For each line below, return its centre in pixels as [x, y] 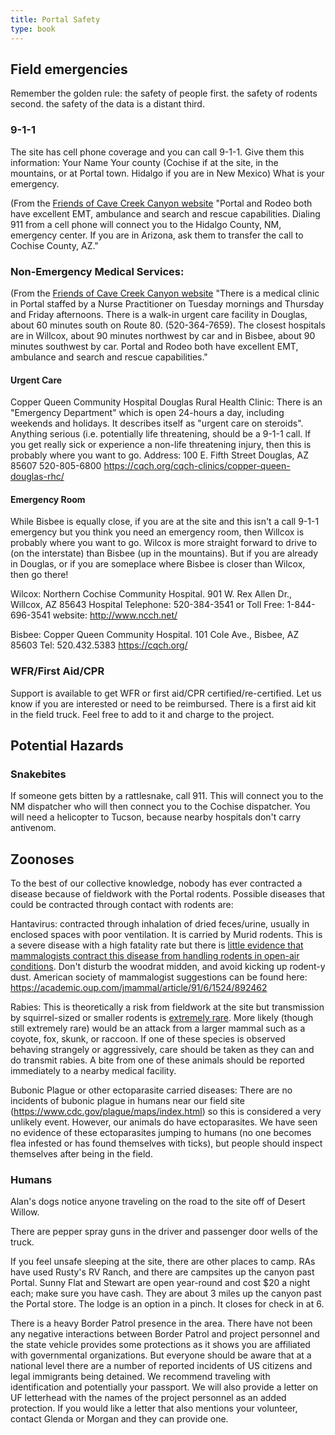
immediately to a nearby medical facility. [93, 1071]
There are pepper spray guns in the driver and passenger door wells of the [164, 1232]
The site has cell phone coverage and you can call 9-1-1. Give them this [157, 152]
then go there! [39, 575]
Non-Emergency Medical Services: [97, 271]
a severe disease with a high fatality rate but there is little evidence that [157, 945]
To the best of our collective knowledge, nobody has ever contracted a [156, 883]
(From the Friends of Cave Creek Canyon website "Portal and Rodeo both [161, 203]
